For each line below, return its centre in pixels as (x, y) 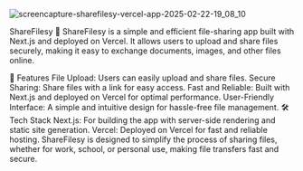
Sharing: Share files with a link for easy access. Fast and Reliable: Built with (150, 87)
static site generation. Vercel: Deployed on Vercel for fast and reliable (139, 130)
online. (22, 60)
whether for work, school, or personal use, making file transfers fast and (144, 149)
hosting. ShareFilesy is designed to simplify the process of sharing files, (143, 139)
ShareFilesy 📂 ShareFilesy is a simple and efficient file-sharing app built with (152, 31)
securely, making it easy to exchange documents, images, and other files (146, 51)
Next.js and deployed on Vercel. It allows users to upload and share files (144, 41)
